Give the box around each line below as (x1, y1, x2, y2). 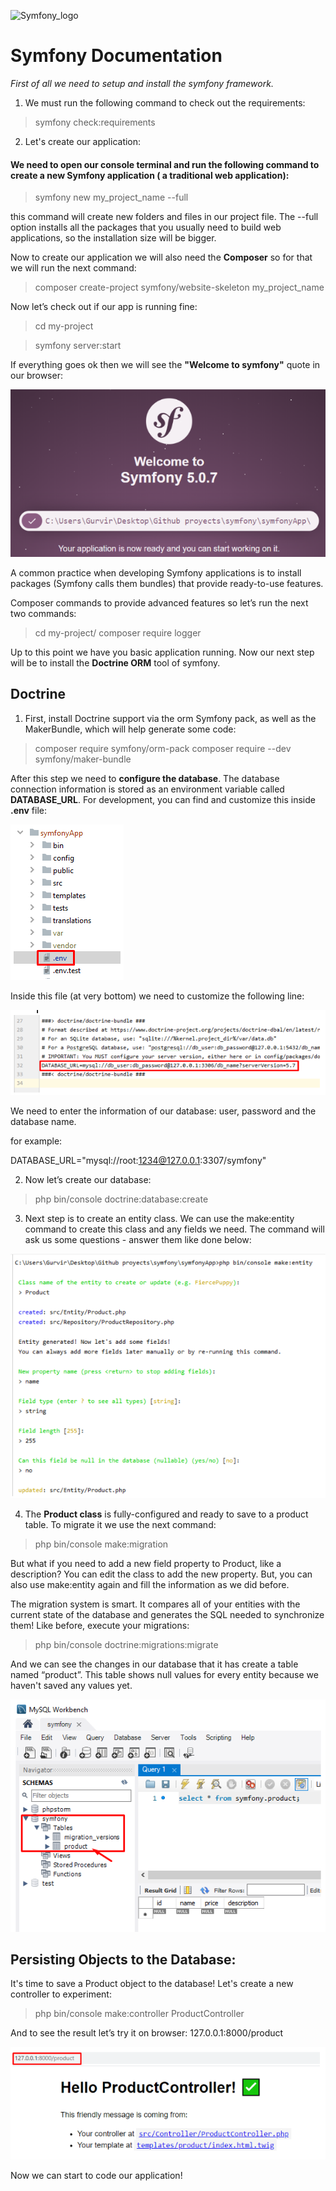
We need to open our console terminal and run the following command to (10, 158, 320, 170)
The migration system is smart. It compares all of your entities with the (10, 1598, 301, 1610)
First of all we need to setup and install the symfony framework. (10, 77, 274, 89)
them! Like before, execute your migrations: (10, 1619, 190, 1631)
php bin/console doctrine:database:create (34, 1193, 209, 1205)
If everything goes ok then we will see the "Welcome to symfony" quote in (10, 359, 321, 371)
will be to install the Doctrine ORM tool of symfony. (10, 656, 221, 669)
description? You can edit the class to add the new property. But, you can (10, 1568, 313, 1580)
